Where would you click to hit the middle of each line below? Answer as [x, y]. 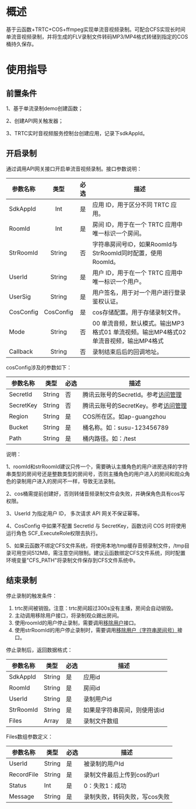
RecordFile [24, 774]
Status [18, 785]
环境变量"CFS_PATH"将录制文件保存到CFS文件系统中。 [72, 560]
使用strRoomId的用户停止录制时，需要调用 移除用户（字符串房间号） [96, 630]
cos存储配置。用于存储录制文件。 [138, 312]
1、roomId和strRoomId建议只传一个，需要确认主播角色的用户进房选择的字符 [97, 467]
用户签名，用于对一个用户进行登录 [139, 292]
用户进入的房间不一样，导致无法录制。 [72, 481]
